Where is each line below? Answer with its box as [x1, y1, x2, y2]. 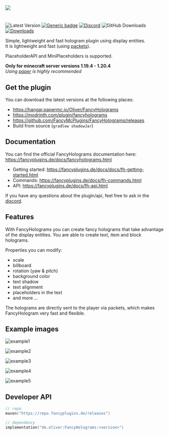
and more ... [12, 295, 38, 301]
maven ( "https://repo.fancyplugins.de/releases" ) [5, 411, 110, 416]
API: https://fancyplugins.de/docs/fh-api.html [12, 183, 108, 189]
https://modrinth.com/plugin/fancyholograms [12, 112, 108, 118]
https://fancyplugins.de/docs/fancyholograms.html [5, 156, 112, 163]
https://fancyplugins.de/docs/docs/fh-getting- [46, 166, 144, 172]
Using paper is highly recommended [5, 68, 82, 74]
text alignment [12, 284, 43, 290]
